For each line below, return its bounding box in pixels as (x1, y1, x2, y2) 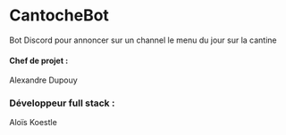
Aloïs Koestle (9, 117, 58, 128)
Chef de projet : (9, 55, 69, 66)
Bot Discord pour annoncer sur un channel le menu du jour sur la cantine (9, 35, 277, 45)
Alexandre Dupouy (9, 75, 78, 85)
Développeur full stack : (9, 97, 115, 109)
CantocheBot (9, 5, 110, 26)
